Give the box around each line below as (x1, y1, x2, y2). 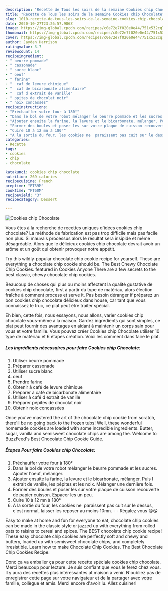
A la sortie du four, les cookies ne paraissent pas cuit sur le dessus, (12, 502, 153, 508)
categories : (5, 137, 30, 142)
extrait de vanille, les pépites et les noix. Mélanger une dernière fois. (12, 481, 154, 487)
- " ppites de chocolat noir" (5, 95, 69, 100)
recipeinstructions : (5, 105, 49, 110)
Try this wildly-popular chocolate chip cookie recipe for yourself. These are (5, 255, 160, 262)
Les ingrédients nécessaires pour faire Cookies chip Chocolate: (5, 345, 141, 351)
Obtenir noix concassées (12, 405, 64, 411)
